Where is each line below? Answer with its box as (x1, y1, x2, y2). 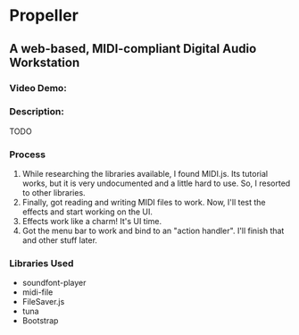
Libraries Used (9, 257, 74, 270)
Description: (9, 105, 64, 118)
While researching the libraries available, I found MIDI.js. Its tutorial (21, 169, 269, 180)
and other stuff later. (21, 235, 98, 246)
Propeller (9, 5, 79, 26)
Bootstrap (21, 315, 59, 326)
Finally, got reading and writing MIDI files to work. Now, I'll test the (21, 197, 266, 208)
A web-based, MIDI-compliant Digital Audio (9, 41, 257, 56)
